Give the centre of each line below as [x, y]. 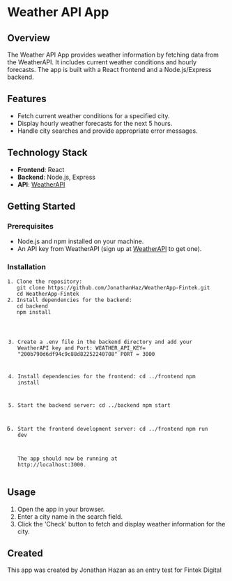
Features [27, 99]
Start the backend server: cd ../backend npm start [94, 406]
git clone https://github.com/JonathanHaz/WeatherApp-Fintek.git [113, 287]
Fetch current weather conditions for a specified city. [93, 115]
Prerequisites [30, 226]
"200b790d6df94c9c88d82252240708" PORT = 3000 [86, 354]
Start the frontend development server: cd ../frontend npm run [113, 429]
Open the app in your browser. [61, 509]
